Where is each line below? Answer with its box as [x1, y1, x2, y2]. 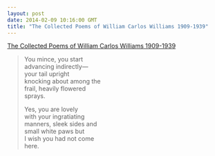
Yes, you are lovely [24, 105, 78, 114]
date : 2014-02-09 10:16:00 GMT [7, 17, 97, 23]
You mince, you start [24, 55, 84, 64]
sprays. [24, 92, 46, 100]
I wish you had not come [24, 135, 95, 143]
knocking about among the [24, 77, 101, 86]
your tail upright [24, 70, 70, 78]
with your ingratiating [24, 113, 85, 121]
